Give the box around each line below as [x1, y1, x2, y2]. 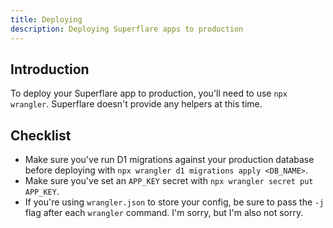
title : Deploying [10, 14, 83, 25]
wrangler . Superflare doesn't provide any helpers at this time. [10, 98, 263, 110]
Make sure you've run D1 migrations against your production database [24, 154, 315, 166]
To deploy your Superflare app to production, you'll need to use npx [10, 87, 288, 100]
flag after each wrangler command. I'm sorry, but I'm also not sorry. [24, 207, 304, 219]
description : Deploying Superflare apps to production [10, 24, 244, 34]
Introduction [10, 61, 90, 78]
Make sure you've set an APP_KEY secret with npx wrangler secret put [24, 175, 314, 187]
